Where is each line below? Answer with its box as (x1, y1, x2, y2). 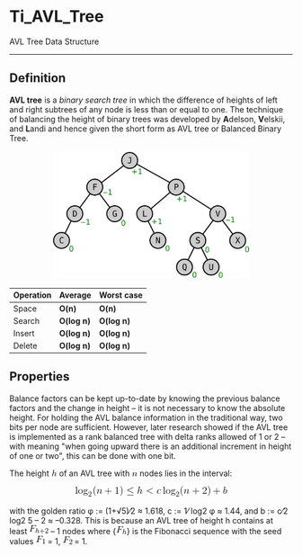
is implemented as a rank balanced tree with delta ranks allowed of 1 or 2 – (9, 431, 286, 442)
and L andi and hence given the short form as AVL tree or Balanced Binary (9, 123, 282, 134)
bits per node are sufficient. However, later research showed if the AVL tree (9, 421, 289, 433)
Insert (13, 328, 35, 339)
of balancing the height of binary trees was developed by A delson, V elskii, (9, 113, 286, 124)
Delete (13, 340, 38, 352)
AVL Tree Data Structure (9, 36, 100, 47)
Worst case (98, 290, 144, 300)
